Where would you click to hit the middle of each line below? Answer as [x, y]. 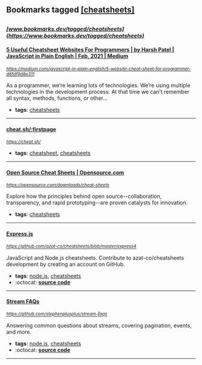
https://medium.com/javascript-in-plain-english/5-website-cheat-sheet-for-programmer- [99, 69]
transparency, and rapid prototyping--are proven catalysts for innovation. [97, 203]
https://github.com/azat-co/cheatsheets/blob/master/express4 [71, 247]
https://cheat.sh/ [23, 142]
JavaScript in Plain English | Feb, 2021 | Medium [67, 56]
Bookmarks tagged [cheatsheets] [70, 10]
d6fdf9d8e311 [20, 74]
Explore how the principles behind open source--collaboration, [84, 196]
